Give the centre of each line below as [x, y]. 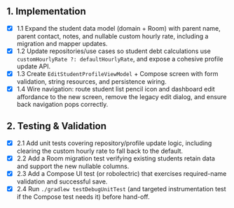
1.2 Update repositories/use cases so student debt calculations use [113, 51]
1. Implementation [46, 12]
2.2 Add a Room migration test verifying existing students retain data [116, 158]
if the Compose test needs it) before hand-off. [83, 197]
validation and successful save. [62, 181]
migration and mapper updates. [62, 43]
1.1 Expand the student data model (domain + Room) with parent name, [119, 28]
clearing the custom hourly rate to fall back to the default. [100, 151]
